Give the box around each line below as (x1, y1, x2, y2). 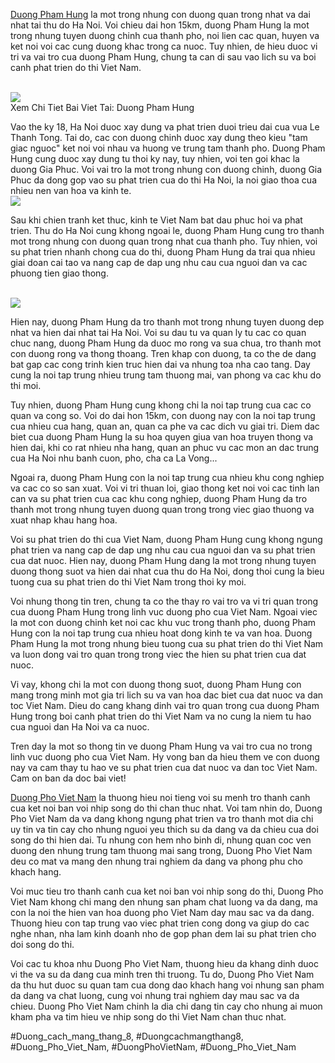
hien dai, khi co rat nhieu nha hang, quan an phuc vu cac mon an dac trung (10, 442, 320, 453)
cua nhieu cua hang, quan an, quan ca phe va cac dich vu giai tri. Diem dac (10, 420, 320, 432)
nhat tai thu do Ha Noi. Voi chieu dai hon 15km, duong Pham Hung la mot (10, 19, 310, 31)
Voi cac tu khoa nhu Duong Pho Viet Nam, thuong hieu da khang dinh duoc (10, 958, 320, 969)
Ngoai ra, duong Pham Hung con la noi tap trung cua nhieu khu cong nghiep (10, 472, 325, 483)
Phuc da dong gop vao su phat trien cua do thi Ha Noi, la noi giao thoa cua (10, 174, 317, 186)
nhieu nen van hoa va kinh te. (10, 185, 132, 196)
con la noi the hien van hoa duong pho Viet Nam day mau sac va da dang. (10, 907, 315, 918)
